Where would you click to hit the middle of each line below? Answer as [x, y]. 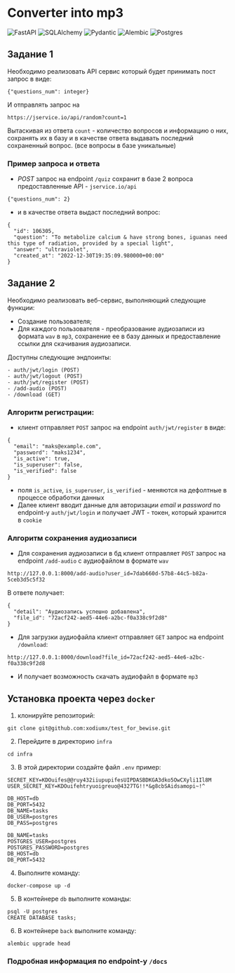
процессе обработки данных [61, 498]
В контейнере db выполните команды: [74, 899]
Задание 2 [31, 283]
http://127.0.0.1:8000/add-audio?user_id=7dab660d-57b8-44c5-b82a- [108, 574]
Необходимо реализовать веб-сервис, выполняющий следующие [107, 300]
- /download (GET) [34, 394]
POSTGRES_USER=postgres [42, 842]
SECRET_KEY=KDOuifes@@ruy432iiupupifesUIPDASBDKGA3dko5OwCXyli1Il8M [109, 780]
